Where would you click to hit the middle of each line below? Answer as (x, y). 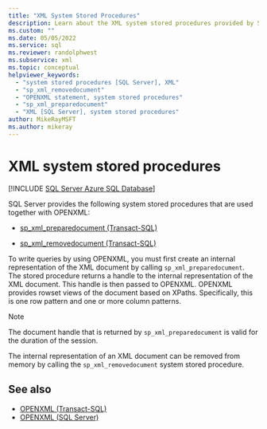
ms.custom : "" (32, 30)
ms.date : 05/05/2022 (43, 38)
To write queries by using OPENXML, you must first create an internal (122, 258)
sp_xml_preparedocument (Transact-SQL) (88, 227)
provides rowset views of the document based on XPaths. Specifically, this (130, 293)
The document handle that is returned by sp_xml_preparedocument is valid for (133, 332)
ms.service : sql (35, 45)
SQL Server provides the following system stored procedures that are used (131, 203)
